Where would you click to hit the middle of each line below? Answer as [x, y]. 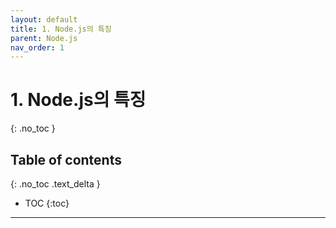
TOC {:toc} [47, 203]
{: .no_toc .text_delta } [55, 184]
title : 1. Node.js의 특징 [61, 29]
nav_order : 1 [37, 47]
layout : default [44, 19]
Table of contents [66, 159]
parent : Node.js [44, 38]
